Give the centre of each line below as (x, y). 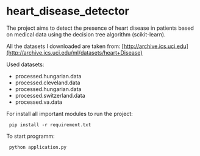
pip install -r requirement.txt (50, 125)
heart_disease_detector (68, 11)
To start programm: (30, 136)
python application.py (38, 147)
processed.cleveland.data (48, 83)
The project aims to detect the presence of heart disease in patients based (100, 28)
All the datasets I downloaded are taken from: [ (65, 46)
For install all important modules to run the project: (70, 114)
